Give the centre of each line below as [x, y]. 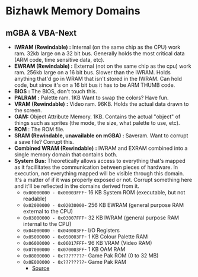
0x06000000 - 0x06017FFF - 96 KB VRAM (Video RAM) [87, 243]
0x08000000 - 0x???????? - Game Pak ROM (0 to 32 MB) [91, 256]
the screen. [28, 110]
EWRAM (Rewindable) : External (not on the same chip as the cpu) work [103, 66]
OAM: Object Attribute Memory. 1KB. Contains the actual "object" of [97, 117]
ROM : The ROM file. [39, 129]
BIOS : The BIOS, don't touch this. [55, 91]
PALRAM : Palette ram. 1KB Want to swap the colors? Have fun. [91, 97]
